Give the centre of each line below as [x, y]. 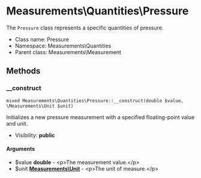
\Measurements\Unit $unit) [40, 106]
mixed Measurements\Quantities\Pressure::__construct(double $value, [95, 100]
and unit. [17, 123]
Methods [23, 71]
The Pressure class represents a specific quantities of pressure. [85, 28]
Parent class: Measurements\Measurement [68, 52]
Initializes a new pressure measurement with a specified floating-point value [100, 117]
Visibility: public [35, 135]
